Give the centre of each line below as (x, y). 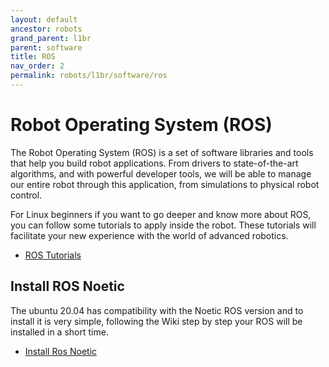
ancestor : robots (46, 29)
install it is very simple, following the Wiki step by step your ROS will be (156, 321)
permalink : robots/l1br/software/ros (89, 76)
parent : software (46, 47)
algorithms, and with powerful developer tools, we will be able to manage (161, 173)
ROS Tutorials (53, 255)
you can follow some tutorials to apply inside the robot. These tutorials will (163, 225)
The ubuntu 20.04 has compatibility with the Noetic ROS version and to (157, 310)
